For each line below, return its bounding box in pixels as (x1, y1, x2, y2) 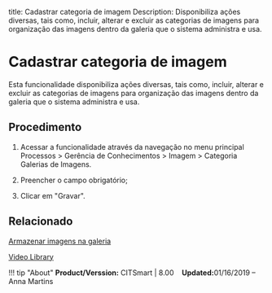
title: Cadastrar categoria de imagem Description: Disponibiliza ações (8, 7, 241, 16)
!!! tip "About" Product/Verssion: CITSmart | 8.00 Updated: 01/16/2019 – (8, 268, 257, 278)
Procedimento (8, 120, 82, 134)
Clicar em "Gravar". (20, 190, 86, 200)
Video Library (8, 251, 55, 261)
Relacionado (8, 215, 73, 229)
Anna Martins (8, 276, 54, 286)
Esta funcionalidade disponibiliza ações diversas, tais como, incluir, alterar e (8, 79, 265, 89)
